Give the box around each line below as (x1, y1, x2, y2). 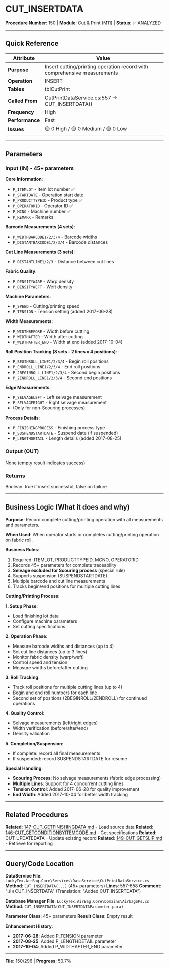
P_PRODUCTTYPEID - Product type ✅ (12, 197, 83, 203)
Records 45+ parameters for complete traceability (12, 562, 117, 568)
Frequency (8, 108, 34, 115)
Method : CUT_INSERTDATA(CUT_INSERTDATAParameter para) (5, 903, 124, 910)
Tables (8, 85, 24, 93)
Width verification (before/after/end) (12, 725, 88, 731)
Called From (8, 97, 38, 104)
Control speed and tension (12, 659, 68, 665)
